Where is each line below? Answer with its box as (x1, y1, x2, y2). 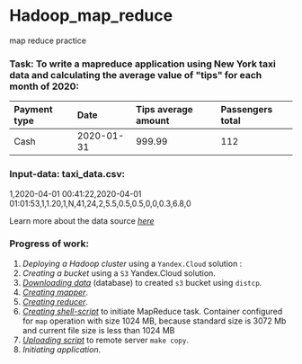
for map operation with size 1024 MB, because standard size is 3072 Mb (22, 315, 287, 326)
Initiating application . (22, 343, 102, 355)
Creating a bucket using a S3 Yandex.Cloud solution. (22, 267, 216, 279)
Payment (13, 103, 53, 116)
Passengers (220, 103, 273, 116)
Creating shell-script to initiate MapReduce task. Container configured (22, 306, 283, 316)
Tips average (136, 103, 193, 116)
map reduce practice (9, 35, 87, 46)
